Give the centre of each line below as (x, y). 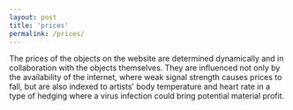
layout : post (33, 17)
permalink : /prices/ (47, 33)
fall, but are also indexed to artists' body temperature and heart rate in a (140, 87)
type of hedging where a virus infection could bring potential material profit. (147, 96)
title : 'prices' (39, 26)
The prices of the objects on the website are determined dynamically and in (146, 59)
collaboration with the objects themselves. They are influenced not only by (145, 68)
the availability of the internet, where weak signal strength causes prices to (146, 77)
